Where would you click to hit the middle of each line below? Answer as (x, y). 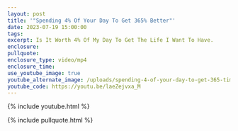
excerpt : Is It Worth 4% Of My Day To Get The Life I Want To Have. (110, 40)
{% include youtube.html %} (49, 106)
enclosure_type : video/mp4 (47, 60)
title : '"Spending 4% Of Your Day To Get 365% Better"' (91, 21)
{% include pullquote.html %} (50, 120)
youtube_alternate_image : (45, 80)
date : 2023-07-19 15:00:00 (47, 27)
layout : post (27, 14)
